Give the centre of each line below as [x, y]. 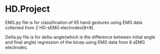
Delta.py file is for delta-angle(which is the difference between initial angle [80, 37]
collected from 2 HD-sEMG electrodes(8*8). [50, 27]
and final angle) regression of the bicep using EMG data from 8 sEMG [75, 42]
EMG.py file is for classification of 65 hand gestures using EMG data [74, 22]
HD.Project [28, 9]
